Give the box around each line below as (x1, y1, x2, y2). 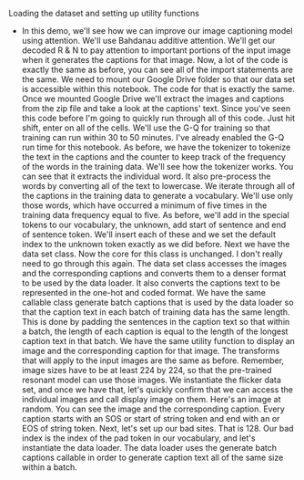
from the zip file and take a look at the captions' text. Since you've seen (21, 103, 291, 113)
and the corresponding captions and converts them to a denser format (21, 268, 287, 278)
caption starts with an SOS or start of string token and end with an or (21, 413, 280, 423)
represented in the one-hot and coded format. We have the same (21, 287, 266, 297)
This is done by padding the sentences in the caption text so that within (21, 317, 290, 327)
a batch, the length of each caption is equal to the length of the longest (21, 326, 289, 337)
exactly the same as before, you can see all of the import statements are (21, 64, 293, 75)
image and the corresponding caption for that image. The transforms (21, 346, 280, 356)
